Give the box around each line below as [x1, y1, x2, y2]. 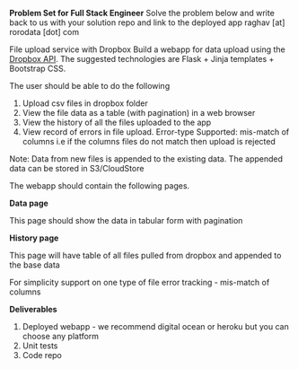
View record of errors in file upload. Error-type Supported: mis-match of [22, 127, 290, 137]
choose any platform [22, 331, 100, 341]
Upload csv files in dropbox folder [22, 98, 148, 109]
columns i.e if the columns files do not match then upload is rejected [22, 136, 276, 146]
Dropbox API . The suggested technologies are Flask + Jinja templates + [9, 54, 275, 64]
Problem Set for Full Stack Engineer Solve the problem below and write [9, 8, 276, 18]
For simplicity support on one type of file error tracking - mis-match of [9, 277, 270, 287]
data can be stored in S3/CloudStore [9, 163, 145, 173]
